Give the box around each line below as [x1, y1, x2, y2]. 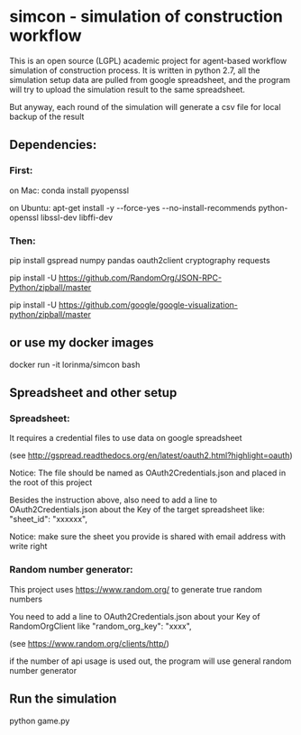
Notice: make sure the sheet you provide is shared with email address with [9, 531, 287, 542]
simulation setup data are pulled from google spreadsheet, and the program [9, 74, 291, 85]
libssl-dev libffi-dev [40, 212, 114, 223]
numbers [9, 593, 43, 604]
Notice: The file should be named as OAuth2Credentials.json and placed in [9, 467, 287, 479]
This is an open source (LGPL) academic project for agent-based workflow [9, 55, 287, 66]
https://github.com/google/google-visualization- [58, 299, 239, 310]
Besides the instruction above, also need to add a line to [9, 494, 218, 506]
